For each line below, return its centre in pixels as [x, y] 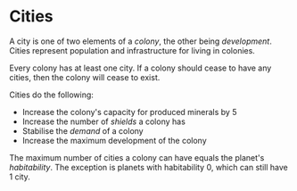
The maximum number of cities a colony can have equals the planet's [137, 157]
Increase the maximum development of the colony [114, 140]
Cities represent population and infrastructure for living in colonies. [132, 50]
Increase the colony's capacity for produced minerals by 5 [129, 112]
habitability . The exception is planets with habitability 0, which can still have [148, 167]
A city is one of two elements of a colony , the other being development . [140, 41]
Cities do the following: [51, 95]
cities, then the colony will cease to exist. [85, 77]
